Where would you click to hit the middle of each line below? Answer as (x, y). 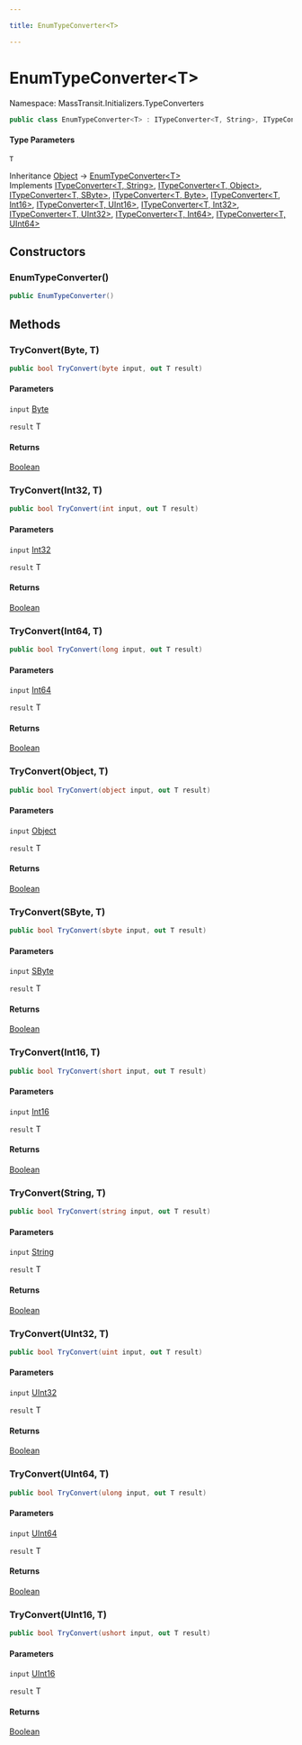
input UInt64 (33, 1533)
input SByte (31, 971)
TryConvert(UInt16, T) (58, 1614)
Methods (35, 324)
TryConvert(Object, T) (59, 771)
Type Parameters (42, 140)
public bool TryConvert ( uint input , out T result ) (106, 1352)
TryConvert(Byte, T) (54, 350)
